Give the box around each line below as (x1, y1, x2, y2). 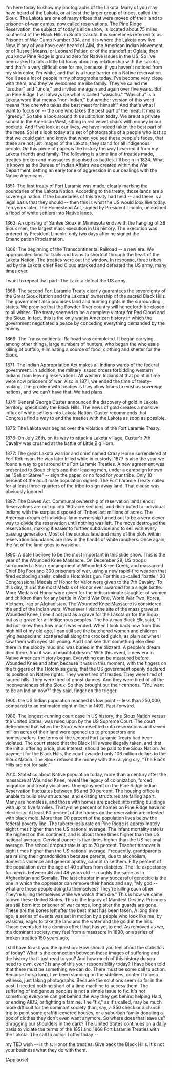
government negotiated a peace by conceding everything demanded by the (5, 320, 165, 326)
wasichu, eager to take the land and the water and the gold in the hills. (5, 918, 154, 924)
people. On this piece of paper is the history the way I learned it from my (5, 146, 159, 151)
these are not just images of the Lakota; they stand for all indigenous (5, 140, 150, 146)
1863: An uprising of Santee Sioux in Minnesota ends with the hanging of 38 (5, 220, 166, 226)
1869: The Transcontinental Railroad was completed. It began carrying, (5, 336, 155, 342)
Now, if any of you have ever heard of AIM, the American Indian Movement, (5, 42, 164, 48)
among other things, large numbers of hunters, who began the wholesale (5, 341, 160, 347)
